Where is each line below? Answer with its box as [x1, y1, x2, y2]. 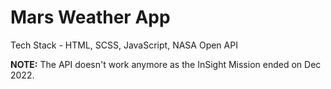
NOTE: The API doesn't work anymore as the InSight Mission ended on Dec [10, 58, 322, 70]
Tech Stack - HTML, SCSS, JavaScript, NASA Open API [10, 39, 238, 51]
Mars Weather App [10, 6, 171, 29]
